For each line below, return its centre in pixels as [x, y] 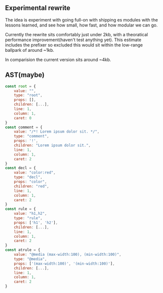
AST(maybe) [25, 75]
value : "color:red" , [35, 173]
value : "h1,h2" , [31, 214]
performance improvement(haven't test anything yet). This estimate [73, 40]
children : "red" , [32, 186]
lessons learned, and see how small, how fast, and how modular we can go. [81, 25]
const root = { [21, 86]
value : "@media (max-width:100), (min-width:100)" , [68, 254]
